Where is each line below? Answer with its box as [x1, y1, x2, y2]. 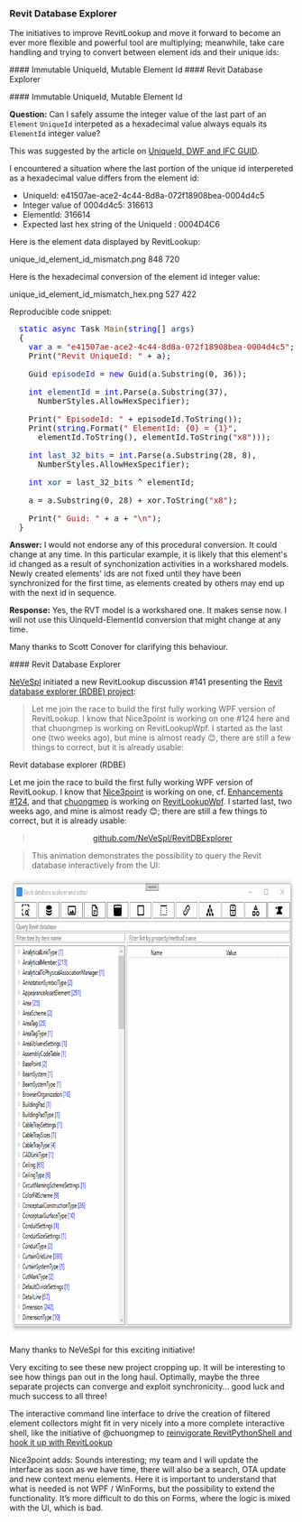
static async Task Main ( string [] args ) [18, 324, 196, 334]
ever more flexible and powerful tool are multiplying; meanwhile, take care [9, 37, 285, 48]
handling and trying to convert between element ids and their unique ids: [9, 47, 279, 58]
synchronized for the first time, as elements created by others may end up [9, 578, 285, 589]
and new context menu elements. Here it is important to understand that [9, 1474, 277, 1485]
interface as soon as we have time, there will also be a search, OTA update [9, 1464, 287, 1475]
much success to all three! [9, 1391, 107, 1402]
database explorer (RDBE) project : [9, 686, 137, 697]
